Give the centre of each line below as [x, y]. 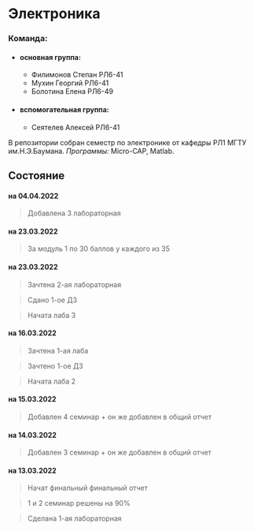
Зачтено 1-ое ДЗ [55, 366]
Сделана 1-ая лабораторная [74, 518]
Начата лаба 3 [52, 315]
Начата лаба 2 [52, 381]
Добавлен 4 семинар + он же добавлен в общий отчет [120, 417]
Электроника [54, 14]
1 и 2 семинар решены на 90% [79, 503]
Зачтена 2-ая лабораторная [74, 284]
